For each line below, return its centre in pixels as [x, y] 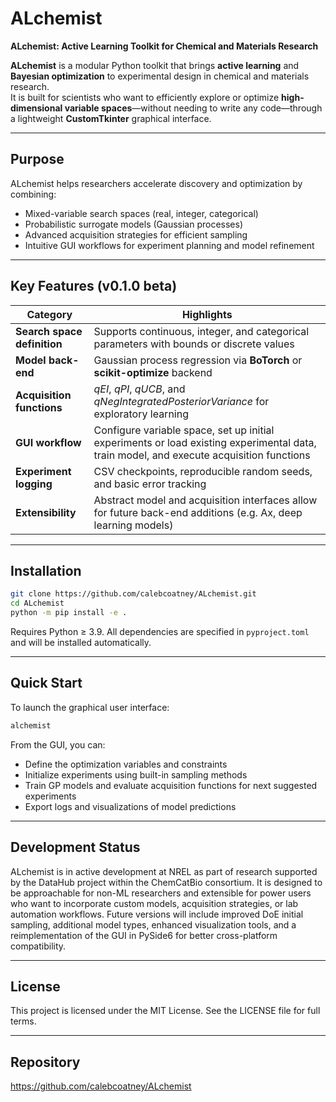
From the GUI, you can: [58, 744]
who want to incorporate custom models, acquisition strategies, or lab [154, 903]
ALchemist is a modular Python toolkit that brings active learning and [155, 65]
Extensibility [46, 512]
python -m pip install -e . [69, 613]
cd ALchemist [37, 603]
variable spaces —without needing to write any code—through [193, 108]
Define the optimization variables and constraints [126, 764]
